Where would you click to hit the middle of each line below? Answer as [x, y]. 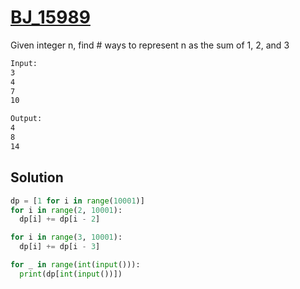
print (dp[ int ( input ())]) [71, 274]
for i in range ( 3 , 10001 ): [66, 237]
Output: [26, 119]
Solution [37, 177]
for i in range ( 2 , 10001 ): [66, 210]
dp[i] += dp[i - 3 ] [60, 247]
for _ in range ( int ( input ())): [75, 265]
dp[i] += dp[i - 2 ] [60, 219]
